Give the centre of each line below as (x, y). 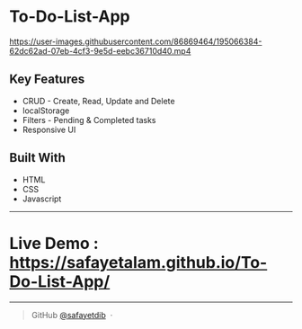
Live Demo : (54, 243)
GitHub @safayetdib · (72, 315)
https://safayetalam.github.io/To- (138, 262)
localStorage (46, 111)
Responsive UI (49, 129)
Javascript (42, 199)
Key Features (47, 80)
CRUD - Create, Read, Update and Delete (98, 101)
